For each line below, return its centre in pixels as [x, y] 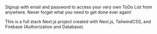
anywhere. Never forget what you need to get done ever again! [68, 12]
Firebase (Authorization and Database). [45, 27]
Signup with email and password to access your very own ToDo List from [79, 7]
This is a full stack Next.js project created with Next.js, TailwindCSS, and [78, 22]
